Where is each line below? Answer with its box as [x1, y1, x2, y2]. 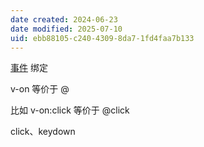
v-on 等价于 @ [10, 83, 70, 95]
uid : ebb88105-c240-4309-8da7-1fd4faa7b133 [10, 33, 195, 43]
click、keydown [10, 126, 76, 138]
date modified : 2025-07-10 [10, 24, 123, 34]
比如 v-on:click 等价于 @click [10, 104, 130, 116]
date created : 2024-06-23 [10, 14, 118, 25]
